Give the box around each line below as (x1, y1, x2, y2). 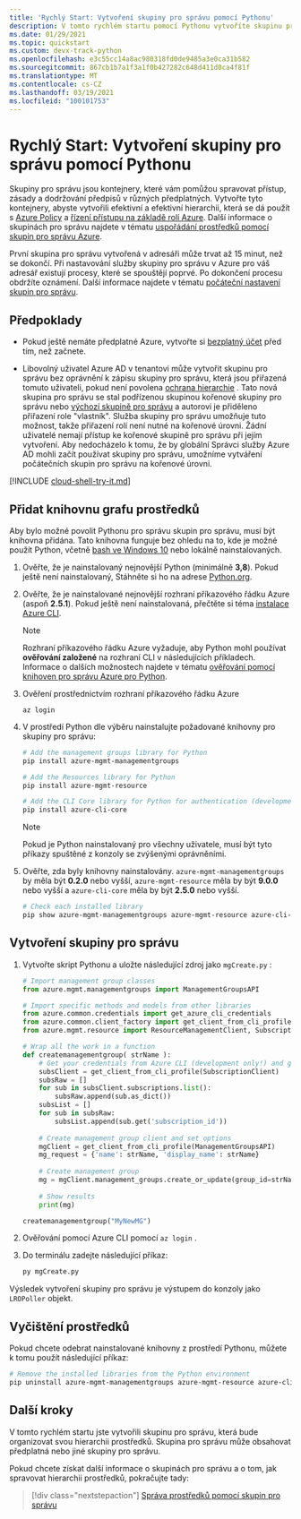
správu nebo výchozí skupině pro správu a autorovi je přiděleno (21, 401, 258, 412)
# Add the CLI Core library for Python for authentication (21, 797, 248, 806)
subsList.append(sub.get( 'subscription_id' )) (55, 1117, 228, 1126)
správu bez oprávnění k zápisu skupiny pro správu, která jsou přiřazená (21, 373, 287, 383)
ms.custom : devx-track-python (9, 47, 123, 56)
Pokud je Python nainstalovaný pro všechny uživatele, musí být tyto (21, 839, 272, 850)
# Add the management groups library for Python (21, 748, 208, 757)
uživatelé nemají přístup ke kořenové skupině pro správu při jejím (21, 430, 262, 441)
